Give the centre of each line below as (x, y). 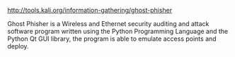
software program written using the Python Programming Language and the (118, 31)
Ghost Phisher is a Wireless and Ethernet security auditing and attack (108, 24)
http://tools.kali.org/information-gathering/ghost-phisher (90, 10)
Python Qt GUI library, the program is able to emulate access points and (112, 39)
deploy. (18, 46)
